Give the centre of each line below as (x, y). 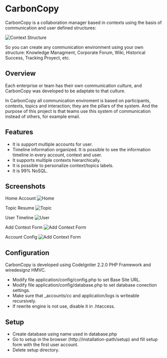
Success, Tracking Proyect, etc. (38, 57)
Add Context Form (24, 227)
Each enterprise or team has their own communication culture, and (74, 85)
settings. (21, 291)
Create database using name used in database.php (65, 334)
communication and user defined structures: (51, 27)
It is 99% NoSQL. (30, 171)
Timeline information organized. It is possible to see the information (81, 149)
